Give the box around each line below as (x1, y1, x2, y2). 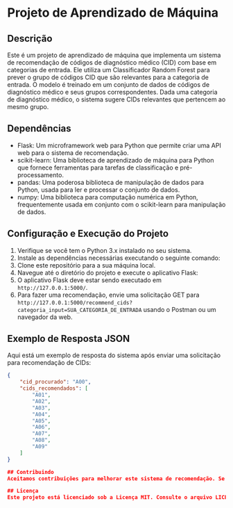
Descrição (7, 33, 53, 44)
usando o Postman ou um (143, 305, 216, 313)
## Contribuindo (7, 468, 54, 475)
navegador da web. (17, 313, 73, 321)
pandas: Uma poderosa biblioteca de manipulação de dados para (17, 178, 205, 186)
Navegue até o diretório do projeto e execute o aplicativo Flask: (17, 268, 199, 277)
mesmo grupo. (7, 103, 49, 110)
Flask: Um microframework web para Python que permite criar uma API (17, 141, 222, 149)
